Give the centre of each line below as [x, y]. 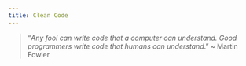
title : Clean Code [38, 15]
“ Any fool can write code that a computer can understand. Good [132, 38]
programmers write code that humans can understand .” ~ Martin [132, 46]
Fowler [38, 54]
